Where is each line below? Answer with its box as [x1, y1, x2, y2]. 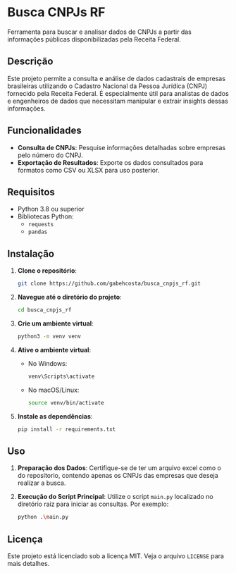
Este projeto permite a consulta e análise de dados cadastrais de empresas [7, 74, 225, 82]
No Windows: [27, 359, 68, 367]
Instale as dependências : [17, 412, 93, 420]
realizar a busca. [17, 479, 66, 487]
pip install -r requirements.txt [17, 426, 116, 433]
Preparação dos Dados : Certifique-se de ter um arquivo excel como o [17, 464, 222, 472]
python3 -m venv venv [17, 333, 82, 340]
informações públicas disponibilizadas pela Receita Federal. [7, 35, 181, 43]
